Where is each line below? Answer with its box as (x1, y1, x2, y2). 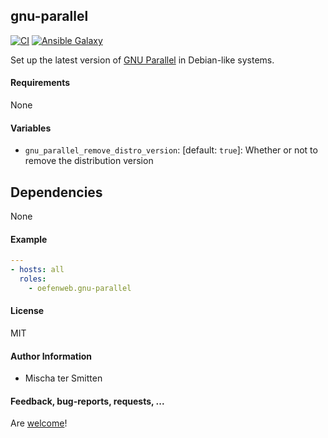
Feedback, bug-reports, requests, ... (10, 395, 165, 407)
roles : (19, 274, 47, 284)
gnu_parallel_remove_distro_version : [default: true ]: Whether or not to (24, 144, 318, 156)
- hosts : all (10, 265, 65, 275)
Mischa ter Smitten (24, 372, 103, 384)
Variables (10, 122, 52, 134)
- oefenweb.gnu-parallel (28, 283, 132, 293)
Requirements (10, 77, 71, 89)
